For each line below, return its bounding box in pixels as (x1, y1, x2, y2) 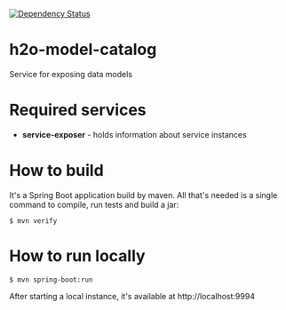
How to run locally (9, 246, 146, 266)
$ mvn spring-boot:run (9, 275, 93, 284)
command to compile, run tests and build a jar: (9, 199, 179, 210)
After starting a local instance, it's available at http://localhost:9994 (9, 290, 256, 301)
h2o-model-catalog (9, 40, 157, 60)
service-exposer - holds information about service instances (21, 129, 247, 139)
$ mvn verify (9, 216, 58, 226)
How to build (9, 161, 104, 181)
